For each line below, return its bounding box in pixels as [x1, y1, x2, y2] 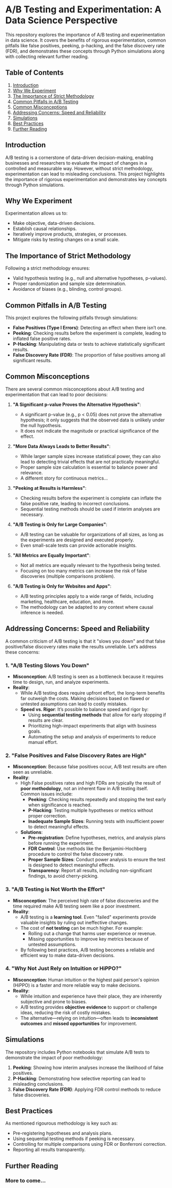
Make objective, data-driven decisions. [12, 220, 95, 226]
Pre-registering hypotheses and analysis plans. [12, 1130, 113, 1137]
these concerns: [5, 649, 40, 655]
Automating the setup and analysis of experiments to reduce [28, 733, 156, 739]
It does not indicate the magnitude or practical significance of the [20, 428, 159, 434]
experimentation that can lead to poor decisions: [5, 391, 108, 397]
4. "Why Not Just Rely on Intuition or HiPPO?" [5, 965, 122, 972]
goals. [28, 728, 42, 734]
